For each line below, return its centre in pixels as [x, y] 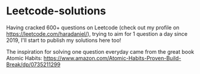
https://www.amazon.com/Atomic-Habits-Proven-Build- [112, 58]
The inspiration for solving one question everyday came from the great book [100, 51]
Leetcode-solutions [56, 11]
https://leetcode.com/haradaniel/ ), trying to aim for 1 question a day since [97, 33]
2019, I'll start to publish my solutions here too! [64, 40]
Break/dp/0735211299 [34, 64]
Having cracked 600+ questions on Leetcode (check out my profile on [93, 27]
